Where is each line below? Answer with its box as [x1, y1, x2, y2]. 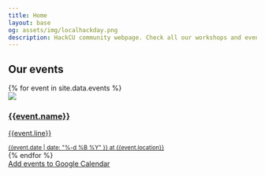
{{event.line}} [8, 129, 52, 138]
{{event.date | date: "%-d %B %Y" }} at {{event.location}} [8, 144, 165, 152]
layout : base [8, 19, 51, 27]
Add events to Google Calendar [8, 159, 110, 169]
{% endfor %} [8, 151, 54, 160]
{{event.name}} [8, 111, 71, 122]
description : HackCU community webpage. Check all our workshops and [8, 33, 242, 42]
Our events [8, 62, 65, 75]
